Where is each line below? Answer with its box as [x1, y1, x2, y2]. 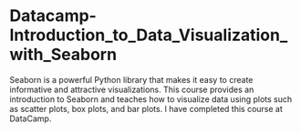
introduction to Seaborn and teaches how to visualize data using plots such [9, 93, 293, 105]
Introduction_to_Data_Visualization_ [9, 25, 288, 46]
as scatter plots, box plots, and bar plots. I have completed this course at [9, 103, 283, 114]
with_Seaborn [9, 45, 117, 65]
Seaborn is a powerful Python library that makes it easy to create [9, 74, 254, 85]
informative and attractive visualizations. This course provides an [9, 84, 254, 95]
